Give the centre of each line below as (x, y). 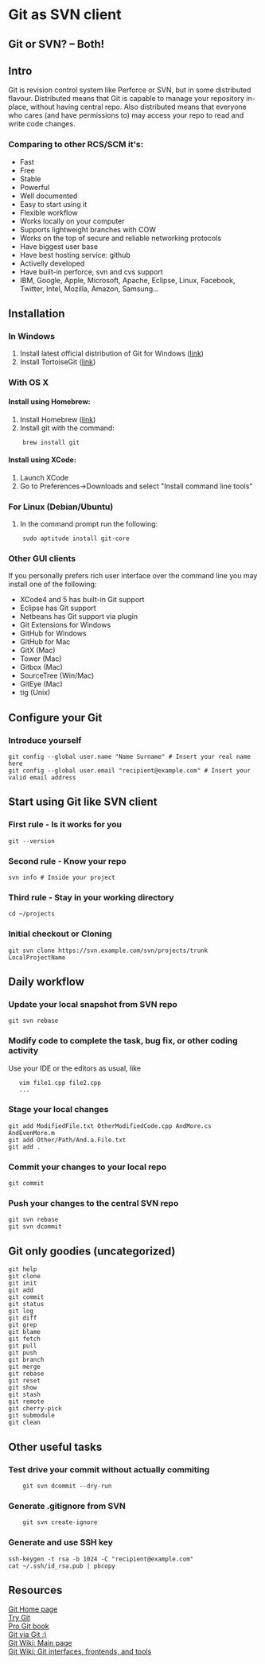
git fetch (25, 1339)
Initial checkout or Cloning (60, 934)
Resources (35, 1590)
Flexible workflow (49, 212)
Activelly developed (52, 263)
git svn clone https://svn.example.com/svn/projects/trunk (108, 951)
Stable (30, 179)
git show (23, 1388)
